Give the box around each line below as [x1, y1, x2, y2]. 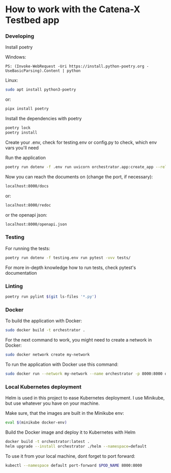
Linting [5, 282, 23, 290]
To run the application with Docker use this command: [5, 361, 119, 367]
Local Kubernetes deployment [5, 383, 81, 390]
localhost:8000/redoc [5, 202, 51, 207]
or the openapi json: [5, 212, 47, 218]
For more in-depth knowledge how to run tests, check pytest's [5, 264, 136, 271]
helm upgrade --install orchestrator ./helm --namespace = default [5, 443, 147, 449]
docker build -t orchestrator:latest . [5, 439, 90, 444]
